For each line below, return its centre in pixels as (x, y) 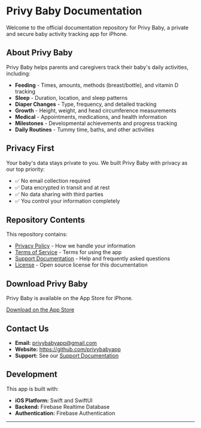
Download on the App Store (40, 310)
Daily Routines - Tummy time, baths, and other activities (84, 129)
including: (19, 74)
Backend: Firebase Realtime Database (62, 406)
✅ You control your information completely (67, 201)
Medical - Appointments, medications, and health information (91, 117)
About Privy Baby (39, 53)
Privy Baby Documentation (74, 11)
